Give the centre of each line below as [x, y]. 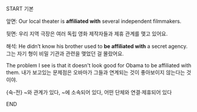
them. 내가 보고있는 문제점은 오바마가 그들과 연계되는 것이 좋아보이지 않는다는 [96, 72]
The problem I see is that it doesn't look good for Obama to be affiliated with [99, 65]
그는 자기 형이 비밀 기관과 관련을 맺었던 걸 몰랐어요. [65, 54]
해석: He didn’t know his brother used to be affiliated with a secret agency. [97, 46]
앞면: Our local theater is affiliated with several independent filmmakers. [94, 21]
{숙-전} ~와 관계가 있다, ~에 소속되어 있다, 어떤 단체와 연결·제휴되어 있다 [89, 92]
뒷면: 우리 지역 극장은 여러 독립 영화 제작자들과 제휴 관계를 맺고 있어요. [87, 34]
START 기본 [20, 9]
